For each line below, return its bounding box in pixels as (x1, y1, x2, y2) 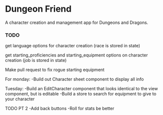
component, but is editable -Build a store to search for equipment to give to (5, 91, 157, 97)
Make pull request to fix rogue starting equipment (5, 67, 105, 73)
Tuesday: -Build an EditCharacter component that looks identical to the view (5, 86, 158, 92)
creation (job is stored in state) (5, 57, 67, 63)
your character (5, 96, 35, 102)
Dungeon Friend (5, 3, 72, 15)
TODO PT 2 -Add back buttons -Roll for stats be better (5, 106, 115, 112)
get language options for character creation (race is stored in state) (5, 43, 141, 49)
